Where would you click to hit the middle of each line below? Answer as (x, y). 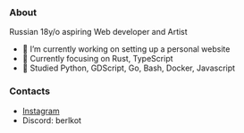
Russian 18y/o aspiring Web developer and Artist (98, 32)
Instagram (41, 111)
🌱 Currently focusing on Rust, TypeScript (97, 59)
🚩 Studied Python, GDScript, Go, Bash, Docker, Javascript (128, 68)
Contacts (30, 91)
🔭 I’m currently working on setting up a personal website (126, 49)
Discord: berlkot (52, 120)
